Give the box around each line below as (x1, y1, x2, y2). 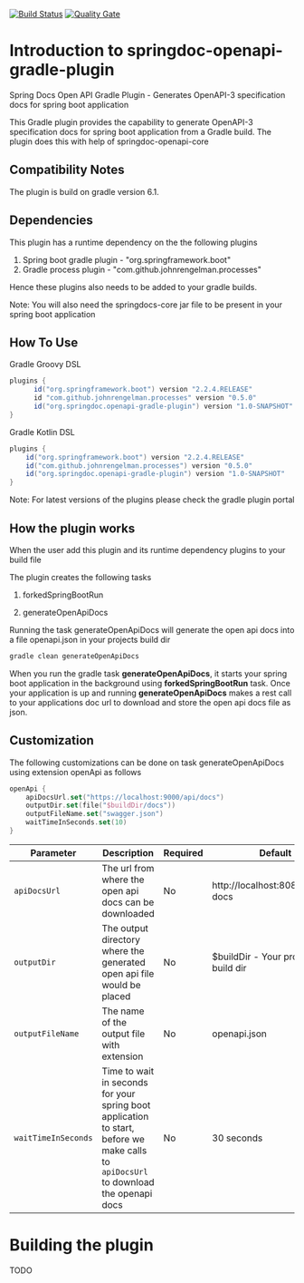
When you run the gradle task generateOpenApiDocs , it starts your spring (9, 667, 288, 679)
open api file (101, 967, 155, 979)
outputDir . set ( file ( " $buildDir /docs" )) (25, 801, 176, 811)
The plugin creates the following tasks (9, 571, 152, 582)
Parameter (30, 846, 77, 859)
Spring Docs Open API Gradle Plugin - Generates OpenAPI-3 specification (9, 89, 286, 100)
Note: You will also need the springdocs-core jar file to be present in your (9, 299, 283, 310)
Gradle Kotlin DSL (9, 426, 75, 437)
